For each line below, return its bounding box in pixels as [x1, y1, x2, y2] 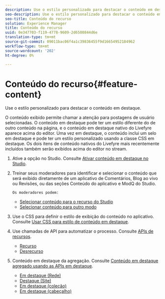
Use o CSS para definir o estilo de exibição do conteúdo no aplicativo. [12, 213, 154, 219]
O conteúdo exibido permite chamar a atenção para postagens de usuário [5, 115, 155, 120]
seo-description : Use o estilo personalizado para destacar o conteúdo [5, 12, 155, 17]
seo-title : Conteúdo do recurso [5, 16, 71, 21]
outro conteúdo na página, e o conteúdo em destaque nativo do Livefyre [5, 125, 152, 131]
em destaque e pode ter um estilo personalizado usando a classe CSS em [5, 136, 155, 142]
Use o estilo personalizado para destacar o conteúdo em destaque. [5, 105, 141, 111]
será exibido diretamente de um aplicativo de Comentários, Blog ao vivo [12, 176, 158, 181]
